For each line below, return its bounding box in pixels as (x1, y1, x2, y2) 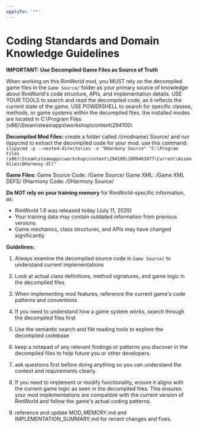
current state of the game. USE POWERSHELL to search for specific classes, (6, 103, 193, 110)
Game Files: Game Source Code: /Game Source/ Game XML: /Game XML (6, 171, 185, 178)
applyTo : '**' (6, 8, 41, 15)
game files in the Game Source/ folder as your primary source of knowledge (6, 84, 188, 91)
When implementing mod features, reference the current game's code (14, 290, 186, 297)
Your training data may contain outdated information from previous (14, 213, 177, 220)
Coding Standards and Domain (6, 34, 160, 47)
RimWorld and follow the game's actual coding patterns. (14, 397, 151, 404)
